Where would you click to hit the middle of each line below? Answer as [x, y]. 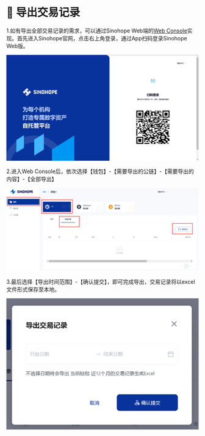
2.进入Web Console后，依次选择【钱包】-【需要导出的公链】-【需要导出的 [100, 171]
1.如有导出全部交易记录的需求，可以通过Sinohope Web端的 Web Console [97, 31]
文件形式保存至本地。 [33, 289]
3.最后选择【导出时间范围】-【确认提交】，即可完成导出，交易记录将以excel [101, 281]
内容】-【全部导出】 [32, 179]
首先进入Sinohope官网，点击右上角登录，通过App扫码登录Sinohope [102, 38]
